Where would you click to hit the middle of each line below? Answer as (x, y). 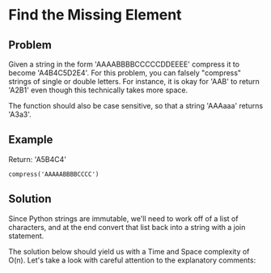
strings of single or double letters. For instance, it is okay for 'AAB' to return (134, 81)
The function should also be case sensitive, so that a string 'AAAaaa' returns (136, 106)
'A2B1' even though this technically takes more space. (98, 90)
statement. (26, 236)
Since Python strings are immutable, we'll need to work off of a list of (123, 218)
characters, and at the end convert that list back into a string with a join (127, 227)
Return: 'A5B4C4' (38, 159)
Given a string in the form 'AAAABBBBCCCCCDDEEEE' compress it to (124, 64)
